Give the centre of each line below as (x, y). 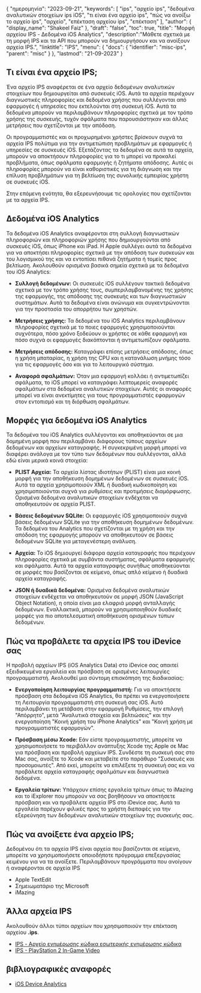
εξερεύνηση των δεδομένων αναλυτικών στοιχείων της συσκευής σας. (104, 815)
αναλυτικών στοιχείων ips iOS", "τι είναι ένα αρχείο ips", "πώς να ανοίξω (98, 15)
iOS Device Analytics (41, 983)
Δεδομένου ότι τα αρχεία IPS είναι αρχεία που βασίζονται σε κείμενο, (93, 849)
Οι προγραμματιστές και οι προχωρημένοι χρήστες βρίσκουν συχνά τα (94, 137)
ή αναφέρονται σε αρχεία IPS (43, 868)
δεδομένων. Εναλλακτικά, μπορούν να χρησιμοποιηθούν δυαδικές (98, 609)
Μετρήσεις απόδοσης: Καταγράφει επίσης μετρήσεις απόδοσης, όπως (104, 351)
